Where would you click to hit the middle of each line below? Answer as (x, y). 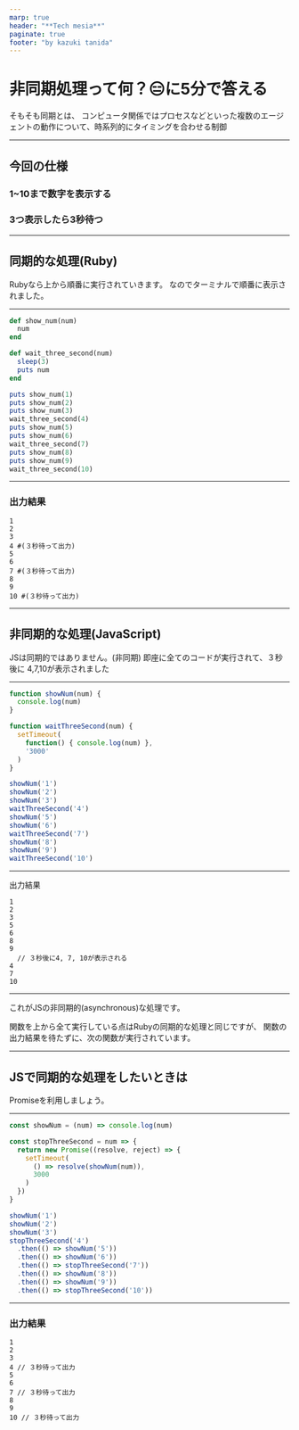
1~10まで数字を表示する (61, 194)
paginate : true (37, 34)
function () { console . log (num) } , (89, 743)
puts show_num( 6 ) (41, 436)
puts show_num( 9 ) (41, 460)
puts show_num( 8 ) (41, 452)
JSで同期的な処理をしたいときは (99, 1077)
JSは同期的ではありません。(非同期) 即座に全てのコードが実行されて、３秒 (146, 657)
